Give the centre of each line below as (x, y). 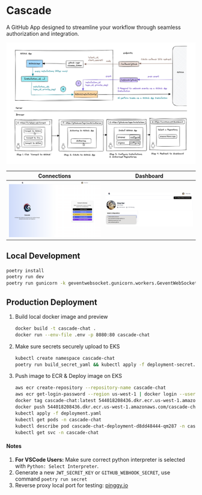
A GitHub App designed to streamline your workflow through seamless (94, 27)
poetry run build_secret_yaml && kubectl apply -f (80, 365)
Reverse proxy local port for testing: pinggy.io (71, 485)
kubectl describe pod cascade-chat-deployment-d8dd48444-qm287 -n (100, 426)
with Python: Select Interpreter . (57, 466)
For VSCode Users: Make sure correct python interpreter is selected (100, 459)
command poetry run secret (51, 479)
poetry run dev (25, 277)
